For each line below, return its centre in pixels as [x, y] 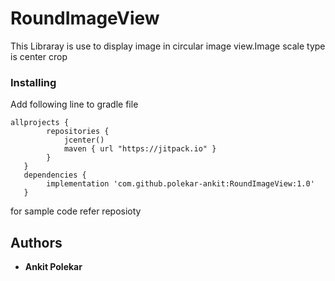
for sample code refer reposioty [76, 211]
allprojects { [40, 123]
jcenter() [84, 140]
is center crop [39, 56]
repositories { [78, 132]
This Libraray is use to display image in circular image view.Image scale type [168, 46]
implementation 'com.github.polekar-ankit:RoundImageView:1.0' [180, 184]
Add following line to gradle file [74, 104]
